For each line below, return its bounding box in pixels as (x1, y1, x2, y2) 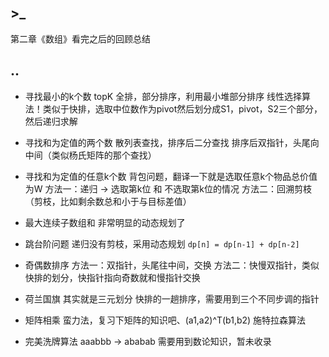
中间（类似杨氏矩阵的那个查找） (24, 149, 157, 161)
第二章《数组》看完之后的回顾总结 (10, 32, 151, 45)
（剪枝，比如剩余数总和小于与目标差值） (24, 195, 192, 207)
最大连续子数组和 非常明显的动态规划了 (24, 216, 186, 228)
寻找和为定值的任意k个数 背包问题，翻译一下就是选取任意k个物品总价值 (24, 170, 318, 182)
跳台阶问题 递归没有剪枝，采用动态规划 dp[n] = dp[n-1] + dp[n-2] (24, 237, 300, 250)
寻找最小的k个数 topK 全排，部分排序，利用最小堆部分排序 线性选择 (24, 90, 303, 102)
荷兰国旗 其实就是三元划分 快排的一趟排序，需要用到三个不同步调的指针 (24, 292, 320, 305)
